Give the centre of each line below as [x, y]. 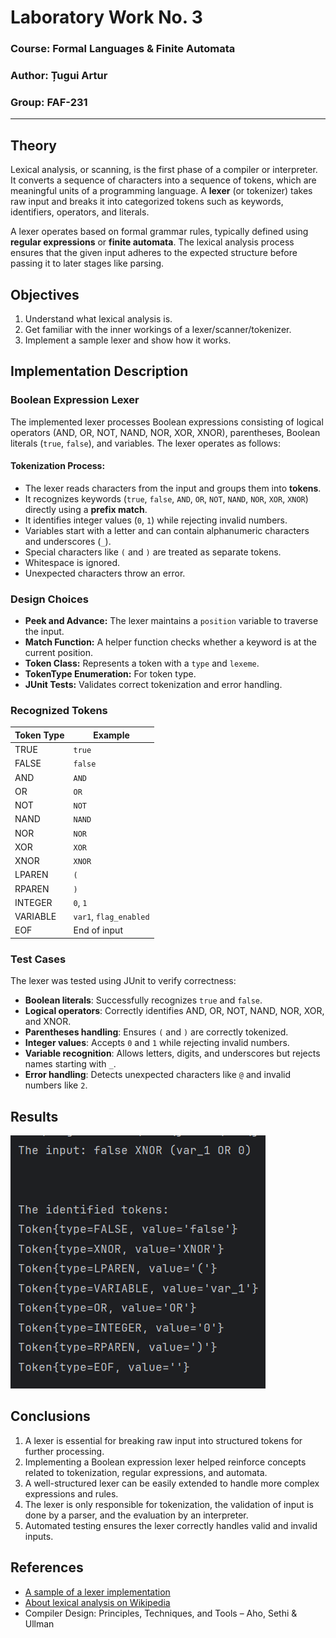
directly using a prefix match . [86, 509]
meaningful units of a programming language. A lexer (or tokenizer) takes [161, 191]
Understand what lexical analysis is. [98, 318]
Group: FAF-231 [49, 102]
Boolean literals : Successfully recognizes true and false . [143, 1000]
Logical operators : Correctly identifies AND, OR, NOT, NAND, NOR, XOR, [174, 1011]
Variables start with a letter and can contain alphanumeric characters [167, 530]
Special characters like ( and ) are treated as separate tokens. [153, 552]
